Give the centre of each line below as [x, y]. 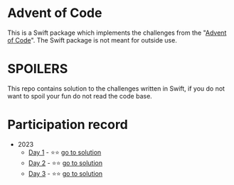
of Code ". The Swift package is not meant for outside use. [92, 40]
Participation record [68, 125]
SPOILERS [38, 69]
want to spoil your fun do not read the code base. [80, 96]
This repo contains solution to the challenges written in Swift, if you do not [116, 88]
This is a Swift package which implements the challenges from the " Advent [117, 33]
